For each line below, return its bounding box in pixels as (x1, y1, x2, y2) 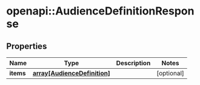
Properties (6, 41, 47, 51)
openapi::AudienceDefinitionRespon (6, 4, 195, 18)
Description (116, 59, 151, 67)
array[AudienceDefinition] (32, 69, 110, 77)
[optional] (156, 69, 185, 77)
